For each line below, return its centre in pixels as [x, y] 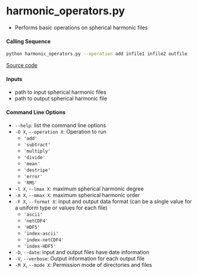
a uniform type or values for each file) [61, 208]
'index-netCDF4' [44, 240]
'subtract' [37, 145]
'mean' [32, 164]
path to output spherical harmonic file [61, 98]
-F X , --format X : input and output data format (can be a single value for [103, 202]
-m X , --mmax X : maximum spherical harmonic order [77, 195]
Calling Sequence [29, 41]
